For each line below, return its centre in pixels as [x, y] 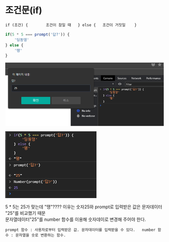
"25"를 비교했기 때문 [25, 213]
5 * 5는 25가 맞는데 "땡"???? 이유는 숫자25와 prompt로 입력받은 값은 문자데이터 [84, 207]
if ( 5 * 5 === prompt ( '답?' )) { [37, 34]
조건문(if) [24, 10]
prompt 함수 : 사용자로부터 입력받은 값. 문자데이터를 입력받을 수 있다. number [80, 230]
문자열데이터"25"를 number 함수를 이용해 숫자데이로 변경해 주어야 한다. [76, 219]
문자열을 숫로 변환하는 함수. [41, 235]
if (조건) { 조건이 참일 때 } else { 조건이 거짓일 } [71, 25]
